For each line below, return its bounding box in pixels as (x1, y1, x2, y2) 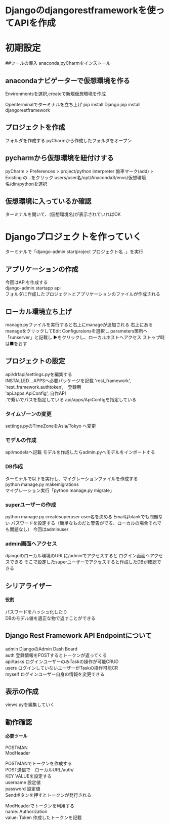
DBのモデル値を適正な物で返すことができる (5, 615, 96, 621)
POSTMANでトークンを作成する (5, 760, 72, 767)
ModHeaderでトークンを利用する (5, 803, 75, 809)
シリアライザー (5, 582, 52, 590)
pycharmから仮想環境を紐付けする (5, 154, 114, 162)
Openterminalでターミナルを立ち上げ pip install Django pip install (5, 101, 141, 107)
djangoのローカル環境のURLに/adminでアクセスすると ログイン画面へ (5, 553, 150, 559)
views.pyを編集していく (5, 702, 55, 708)
